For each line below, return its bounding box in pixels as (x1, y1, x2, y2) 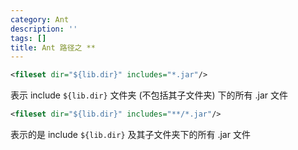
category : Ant (10, 14, 70, 25)
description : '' (10, 24, 78, 34)
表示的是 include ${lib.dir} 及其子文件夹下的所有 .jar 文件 (10, 129, 251, 140)
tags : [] (10, 33, 47, 43)
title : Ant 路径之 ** (10, 42, 96, 53)
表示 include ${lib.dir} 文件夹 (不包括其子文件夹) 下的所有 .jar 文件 (10, 89, 289, 101)
